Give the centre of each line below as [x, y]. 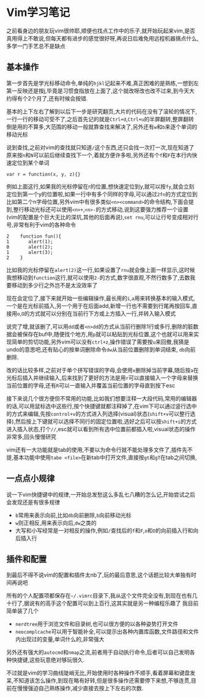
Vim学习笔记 [38, 13]
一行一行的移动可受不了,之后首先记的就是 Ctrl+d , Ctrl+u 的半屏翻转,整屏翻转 [100, 119]
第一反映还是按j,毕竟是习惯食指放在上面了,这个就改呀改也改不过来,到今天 [98, 91]
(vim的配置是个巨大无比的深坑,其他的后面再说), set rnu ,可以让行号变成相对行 [102, 217]
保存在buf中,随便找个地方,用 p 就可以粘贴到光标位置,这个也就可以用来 [108, 334]
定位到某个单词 [30, 162]
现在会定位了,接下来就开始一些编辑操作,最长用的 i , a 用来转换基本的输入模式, [101, 298]
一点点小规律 [31, 478]
